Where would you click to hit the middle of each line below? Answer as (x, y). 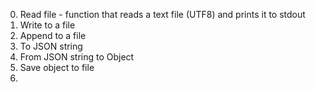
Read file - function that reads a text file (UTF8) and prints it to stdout (162, 14)
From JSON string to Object (77, 57)
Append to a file (53, 35)
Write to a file (47, 25)
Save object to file (57, 67)
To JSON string (51, 46)
